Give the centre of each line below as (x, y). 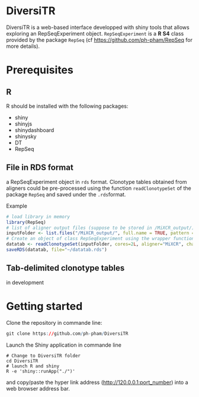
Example (17, 206)
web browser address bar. (38, 388)
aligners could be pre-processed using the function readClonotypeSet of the (99, 188)
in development (25, 282)
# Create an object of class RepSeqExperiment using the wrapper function (100, 239)
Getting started (44, 306)
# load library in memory (38, 217)
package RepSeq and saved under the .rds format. (66, 194)
